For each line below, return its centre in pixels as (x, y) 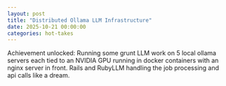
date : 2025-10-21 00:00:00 (47, 27)
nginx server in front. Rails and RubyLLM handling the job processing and (113, 68)
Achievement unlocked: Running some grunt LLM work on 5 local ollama (112, 53)
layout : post (26, 14)
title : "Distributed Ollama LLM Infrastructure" (80, 20)
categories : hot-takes (40, 33)
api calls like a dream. (39, 76)
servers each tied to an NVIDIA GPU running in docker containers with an (113, 61)
